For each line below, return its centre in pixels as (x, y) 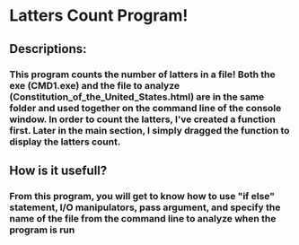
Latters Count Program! (99, 16)
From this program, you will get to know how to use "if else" (142, 196)
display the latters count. (65, 142)
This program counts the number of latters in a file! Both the (142, 74)
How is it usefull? (58, 170)
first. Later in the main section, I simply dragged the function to (149, 130)
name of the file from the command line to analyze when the (143, 218)
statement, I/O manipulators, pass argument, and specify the (145, 207)
